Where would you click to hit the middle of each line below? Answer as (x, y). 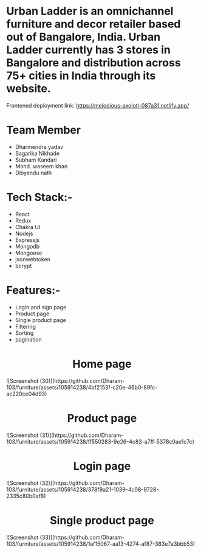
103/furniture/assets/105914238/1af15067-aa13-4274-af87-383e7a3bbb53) (101, 544)
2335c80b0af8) (26, 496)
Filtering (26, 326)
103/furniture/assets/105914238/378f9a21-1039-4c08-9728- (83, 489)
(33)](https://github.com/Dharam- (82, 537)
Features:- (33, 290)
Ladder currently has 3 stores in (89, 50)
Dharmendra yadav (39, 146)
